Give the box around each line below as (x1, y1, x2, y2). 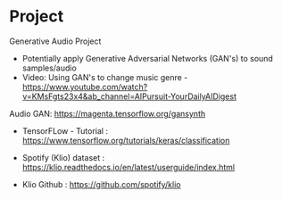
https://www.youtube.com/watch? (21, 81, 148, 92)
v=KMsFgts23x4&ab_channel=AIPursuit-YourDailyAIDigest (21, 91, 236, 102)
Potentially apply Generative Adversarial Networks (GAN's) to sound (21, 53, 274, 63)
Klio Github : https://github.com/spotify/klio (21, 178, 181, 189)
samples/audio (21, 62, 78, 73)
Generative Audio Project (9, 36, 102, 46)
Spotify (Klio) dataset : (21, 152, 105, 162)
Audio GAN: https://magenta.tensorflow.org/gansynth (9, 108, 206, 119)
